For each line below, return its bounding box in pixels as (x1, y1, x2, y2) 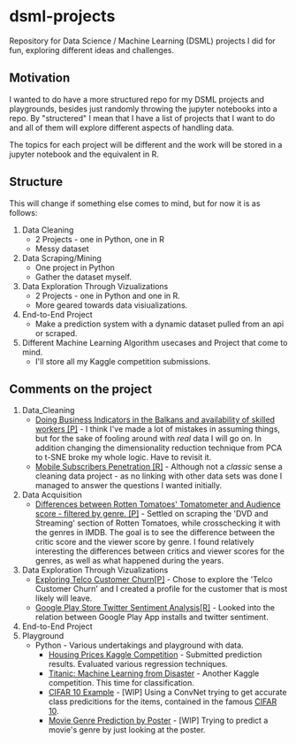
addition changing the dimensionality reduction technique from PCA (34, 442, 283, 453)
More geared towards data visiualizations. (34, 299, 188, 311)
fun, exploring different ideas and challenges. (9, 44, 175, 55)
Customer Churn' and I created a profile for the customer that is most (34, 584, 288, 594)
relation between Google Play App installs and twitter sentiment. (34, 612, 269, 623)
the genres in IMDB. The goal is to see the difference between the (34, 527, 276, 538)
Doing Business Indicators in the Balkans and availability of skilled (34, 414, 276, 426)
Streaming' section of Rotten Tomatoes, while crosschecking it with (34, 518, 281, 528)
